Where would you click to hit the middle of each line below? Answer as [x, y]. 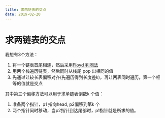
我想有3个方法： [22, 55]
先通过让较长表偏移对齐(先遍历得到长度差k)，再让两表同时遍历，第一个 [84, 77]
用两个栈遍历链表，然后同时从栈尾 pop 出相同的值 [63, 71]
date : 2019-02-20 [23, 14]
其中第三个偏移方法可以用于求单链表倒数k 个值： [54, 94]
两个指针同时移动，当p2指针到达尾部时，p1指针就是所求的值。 [75, 111]
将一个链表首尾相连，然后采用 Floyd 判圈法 [55, 65]
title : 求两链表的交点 [26, 10]
